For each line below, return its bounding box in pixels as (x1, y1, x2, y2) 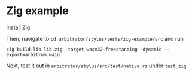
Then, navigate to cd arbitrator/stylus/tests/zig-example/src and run (6, 35, 184, 42)
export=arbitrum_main (6, 51, 60, 57)
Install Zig (6, 24, 31, 31)
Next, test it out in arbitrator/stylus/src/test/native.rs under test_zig (6, 62, 187, 69)
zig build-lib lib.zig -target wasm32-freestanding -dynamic (6, 46, 162, 53)
